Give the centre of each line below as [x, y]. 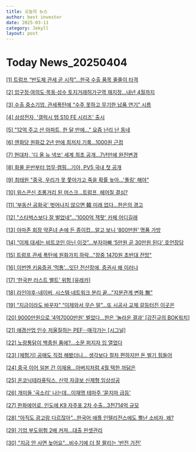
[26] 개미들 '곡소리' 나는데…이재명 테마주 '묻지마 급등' [68, 393]
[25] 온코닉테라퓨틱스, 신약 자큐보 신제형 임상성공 [63, 380]
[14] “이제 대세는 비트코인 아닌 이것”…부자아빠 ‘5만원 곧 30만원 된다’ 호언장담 [95, 243]
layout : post [22, 34]
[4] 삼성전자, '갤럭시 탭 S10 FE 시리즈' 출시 [55, 117]
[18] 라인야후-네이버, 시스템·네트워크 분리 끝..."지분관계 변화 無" [79, 293]
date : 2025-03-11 [27, 22]
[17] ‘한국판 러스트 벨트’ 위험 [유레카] [48, 280]
